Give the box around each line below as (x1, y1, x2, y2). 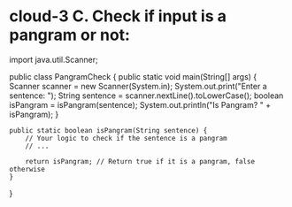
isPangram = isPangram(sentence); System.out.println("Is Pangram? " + (9, 99, 272, 110)
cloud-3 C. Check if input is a (9, 6, 227, 27)
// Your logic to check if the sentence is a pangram (25, 134, 227, 142)
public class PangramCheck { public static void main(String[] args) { (9, 71, 257, 81)
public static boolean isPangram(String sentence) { (9, 126, 208, 134)
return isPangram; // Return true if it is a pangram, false (25, 157, 255, 165)
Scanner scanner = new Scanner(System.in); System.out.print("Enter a (9, 80, 267, 91)
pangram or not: (9, 25, 131, 45)
